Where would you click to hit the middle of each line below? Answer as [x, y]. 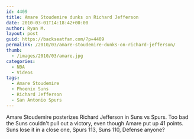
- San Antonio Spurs [37, 100]
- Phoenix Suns [30, 89]
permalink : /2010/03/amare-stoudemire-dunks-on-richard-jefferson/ [91, 45]
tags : [13, 78]
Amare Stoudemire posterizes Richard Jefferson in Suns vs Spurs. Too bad [97, 117]
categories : [21, 61]
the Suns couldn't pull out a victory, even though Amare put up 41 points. [95, 123]
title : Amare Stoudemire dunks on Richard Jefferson [72, 17]
